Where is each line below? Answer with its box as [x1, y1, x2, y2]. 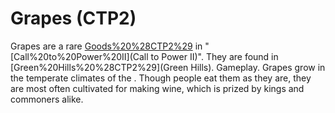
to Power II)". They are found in [150, 50, 279, 62]
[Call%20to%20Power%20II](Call [10, 50, 149, 62]
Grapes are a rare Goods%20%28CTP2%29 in [10, 40, 203, 52]
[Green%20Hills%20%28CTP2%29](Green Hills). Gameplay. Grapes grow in [10, 61, 326, 73]
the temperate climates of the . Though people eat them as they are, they [10, 72, 312, 84]
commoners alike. [10, 93, 84, 105]
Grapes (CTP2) [10, 7, 137, 30]
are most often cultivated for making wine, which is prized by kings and [10, 82, 305, 94]
